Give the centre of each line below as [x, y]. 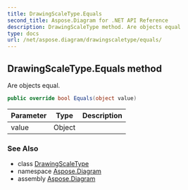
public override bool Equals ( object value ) [72, 98]
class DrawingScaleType [53, 164]
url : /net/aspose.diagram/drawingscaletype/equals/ [84, 40]
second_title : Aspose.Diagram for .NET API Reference [88, 20]
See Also [23, 148]
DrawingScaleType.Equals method [84, 69]
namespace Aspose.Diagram [59, 171]
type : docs [23, 33]
